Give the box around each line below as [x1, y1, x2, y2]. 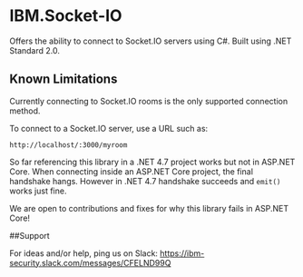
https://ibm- [160, 247, 205, 259]
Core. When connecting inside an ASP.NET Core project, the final [9, 165, 254, 177]
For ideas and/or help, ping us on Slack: [9, 247, 159, 259]
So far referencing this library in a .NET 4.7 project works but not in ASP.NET [9, 156, 296, 167]
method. [9, 105, 41, 116]
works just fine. [9, 185, 67, 196]
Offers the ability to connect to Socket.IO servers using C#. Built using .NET [9, 35, 292, 46]
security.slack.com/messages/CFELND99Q [9, 257, 171, 268]
